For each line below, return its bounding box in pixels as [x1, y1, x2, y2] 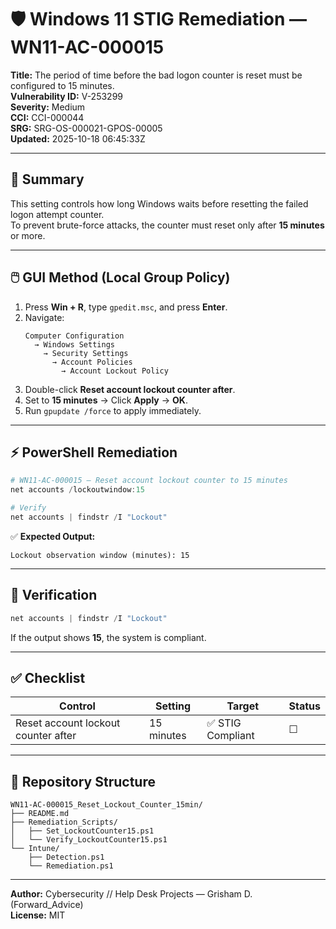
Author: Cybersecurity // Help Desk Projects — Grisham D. [10, 888, 253, 900]
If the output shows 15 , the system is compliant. [10, 631, 207, 643]
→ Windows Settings [34, 339, 115, 350]
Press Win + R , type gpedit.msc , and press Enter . [24, 301, 228, 313]
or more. [10, 229, 46, 241]
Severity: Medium [10, 101, 86, 113]
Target [226, 699, 260, 713]
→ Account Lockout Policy [61, 366, 169, 376]
